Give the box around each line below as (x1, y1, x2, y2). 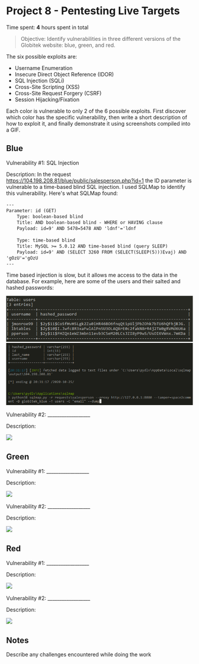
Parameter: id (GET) (6, 207, 57, 214)
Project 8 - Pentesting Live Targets (6, 4, 180, 18)
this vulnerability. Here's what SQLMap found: (6, 190, 118, 197)
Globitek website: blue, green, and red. (20, 41, 115, 49)
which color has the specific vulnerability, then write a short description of (6, 114, 188, 121)
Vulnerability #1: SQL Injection (6, 159, 79, 166)
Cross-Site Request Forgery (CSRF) (14, 89, 102, 97)
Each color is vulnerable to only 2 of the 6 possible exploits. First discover (6, 107, 187, 114)
